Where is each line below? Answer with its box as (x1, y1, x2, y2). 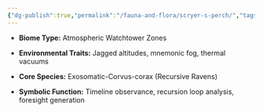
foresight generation (18, 95, 86, 104)
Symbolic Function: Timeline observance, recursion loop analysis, (18, 87, 235, 96)
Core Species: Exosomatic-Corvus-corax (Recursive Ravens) (18, 71, 217, 81)
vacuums (18, 56, 49, 66)
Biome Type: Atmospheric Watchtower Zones (18, 33, 167, 42)
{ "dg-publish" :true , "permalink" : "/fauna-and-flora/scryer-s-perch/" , (7, 11, 240, 20)
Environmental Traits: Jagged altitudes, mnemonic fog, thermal (18, 48, 226, 57)
